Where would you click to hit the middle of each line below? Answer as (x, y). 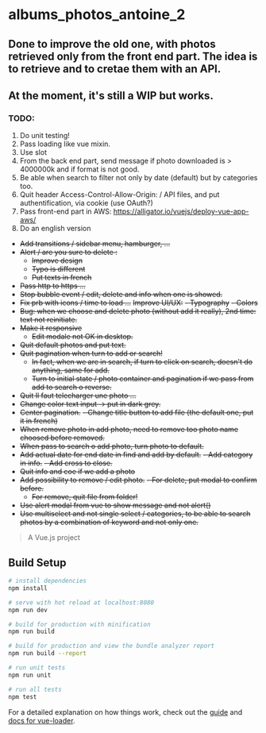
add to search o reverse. (71, 388)
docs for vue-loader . (42, 720)
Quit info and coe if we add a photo (77, 472)
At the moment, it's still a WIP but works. (111, 96)
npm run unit (30, 675)
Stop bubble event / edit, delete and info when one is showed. (121, 295)
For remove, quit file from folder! (85, 497)
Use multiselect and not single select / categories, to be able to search (135, 514)
